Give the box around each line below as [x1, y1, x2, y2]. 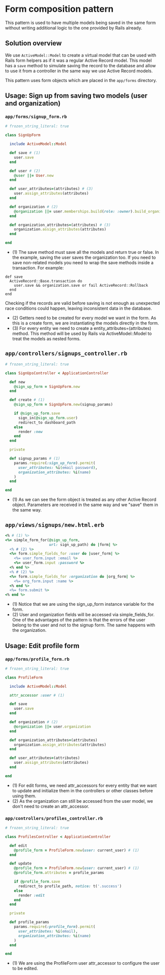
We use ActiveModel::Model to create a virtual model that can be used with [5, 52, 156, 58]
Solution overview [5, 39, 62, 48]
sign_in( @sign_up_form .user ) [18, 415, 78, 420]
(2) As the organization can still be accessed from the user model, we [12, 798, 153, 804]
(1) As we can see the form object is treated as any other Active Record [12, 497, 157, 503]
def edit [9, 843, 27, 848]
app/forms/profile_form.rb [5, 656, 70, 662]
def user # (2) [9, 168, 41, 173]
